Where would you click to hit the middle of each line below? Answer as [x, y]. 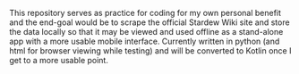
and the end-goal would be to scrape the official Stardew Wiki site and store [149, 22]
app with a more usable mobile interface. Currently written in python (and [145, 41]
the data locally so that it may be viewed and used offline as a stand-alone [146, 32]
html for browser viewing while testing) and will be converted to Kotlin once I [150, 51]
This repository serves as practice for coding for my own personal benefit [145, 13]
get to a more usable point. [59, 60]
